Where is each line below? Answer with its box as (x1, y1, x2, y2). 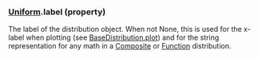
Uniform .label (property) (8, 6, 106, 17)
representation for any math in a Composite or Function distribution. (8, 41, 232, 51)
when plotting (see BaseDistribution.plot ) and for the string (26, 33, 220, 42)
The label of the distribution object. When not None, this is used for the (8, 25, 242, 34)
